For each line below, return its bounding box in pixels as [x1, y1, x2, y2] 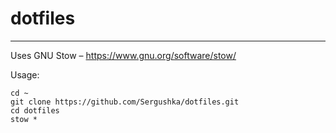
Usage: [10, 68, 40, 81]
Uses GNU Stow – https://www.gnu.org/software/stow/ [10, 49, 237, 61]
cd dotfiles [10, 105, 60, 116]
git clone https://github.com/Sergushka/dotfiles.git [10, 97, 240, 107]
